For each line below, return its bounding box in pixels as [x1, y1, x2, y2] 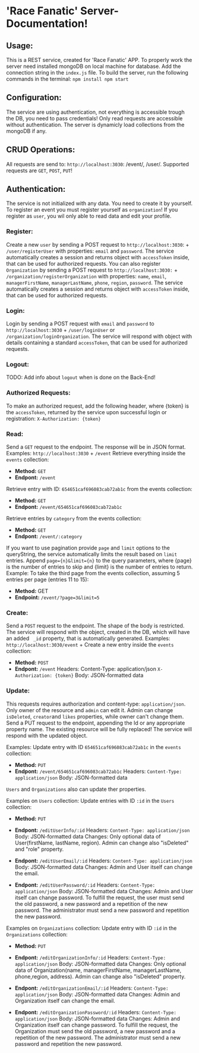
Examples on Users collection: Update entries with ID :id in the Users [6, 797, 175, 804]
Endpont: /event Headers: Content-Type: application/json [14, 666, 156, 673]
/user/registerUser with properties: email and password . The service [6, 247, 174, 254]
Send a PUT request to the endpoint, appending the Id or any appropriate [6, 719, 185, 726]
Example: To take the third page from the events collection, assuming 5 [6, 569, 180, 576]
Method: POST [14, 659, 49, 666]
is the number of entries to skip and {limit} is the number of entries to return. [6, 563, 193, 570]
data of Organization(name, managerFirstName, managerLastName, [14, 967, 182, 974]
